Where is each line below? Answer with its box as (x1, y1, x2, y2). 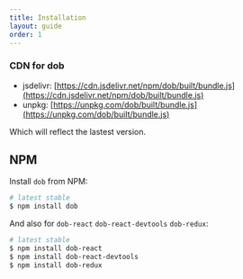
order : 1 (9, 30, 42, 39)
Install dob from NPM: (9, 176, 88, 187)
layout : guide (9, 22, 63, 31)
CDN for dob (9, 59, 65, 72)
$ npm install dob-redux (9, 260, 103, 270)
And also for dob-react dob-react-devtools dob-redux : (9, 218, 209, 229)
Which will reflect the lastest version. (9, 126, 147, 137)
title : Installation (9, 13, 87, 22)
